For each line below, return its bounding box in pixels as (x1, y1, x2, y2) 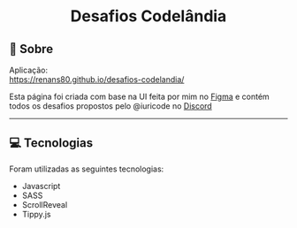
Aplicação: (9, 65, 49, 75)
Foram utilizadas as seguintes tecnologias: (9, 163, 164, 174)
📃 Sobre (9, 42, 54, 57)
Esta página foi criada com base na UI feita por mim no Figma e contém (9, 91, 270, 102)
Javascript (21, 180, 61, 191)
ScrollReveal (21, 199, 68, 209)
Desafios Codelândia (70, 6, 227, 27)
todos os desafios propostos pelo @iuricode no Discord (9, 101, 212, 111)
